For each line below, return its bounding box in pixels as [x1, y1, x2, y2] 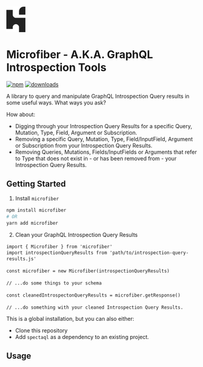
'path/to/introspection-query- [109, 250, 189, 256]
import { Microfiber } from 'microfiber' [6, 244, 113, 250]
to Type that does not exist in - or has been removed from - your [15, 154, 177, 162]
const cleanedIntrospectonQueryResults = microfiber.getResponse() [6, 292, 181, 298]
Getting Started [6, 179, 66, 189]
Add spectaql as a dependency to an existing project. [15, 334, 150, 341]
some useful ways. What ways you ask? [6, 98, 106, 106]
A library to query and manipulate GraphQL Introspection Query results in [6, 92, 190, 100]
